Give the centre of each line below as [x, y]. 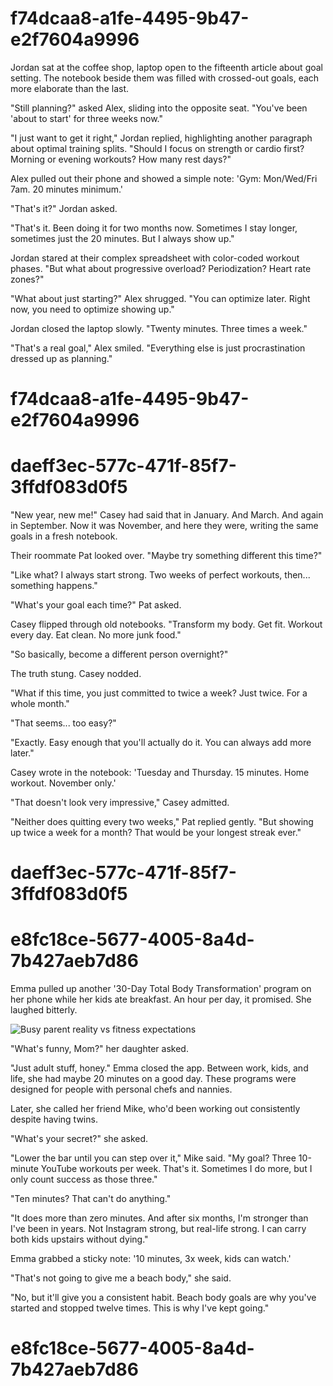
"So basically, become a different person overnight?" [119, 654]
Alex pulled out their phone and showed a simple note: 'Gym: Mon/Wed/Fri [164, 178]
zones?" [27, 279]
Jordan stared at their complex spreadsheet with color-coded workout [155, 258]
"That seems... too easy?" [63, 723]
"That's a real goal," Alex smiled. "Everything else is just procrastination [158, 348]
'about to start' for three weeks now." [87, 118]
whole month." [40, 704]
